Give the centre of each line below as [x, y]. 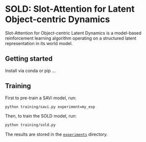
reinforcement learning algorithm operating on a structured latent [71, 38]
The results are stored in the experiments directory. [56, 134]
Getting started [29, 59]
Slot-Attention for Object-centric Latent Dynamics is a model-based [73, 33]
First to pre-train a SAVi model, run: [41, 98]
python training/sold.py [30, 125]
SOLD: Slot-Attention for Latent [70, 9]
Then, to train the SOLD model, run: [41, 116]
